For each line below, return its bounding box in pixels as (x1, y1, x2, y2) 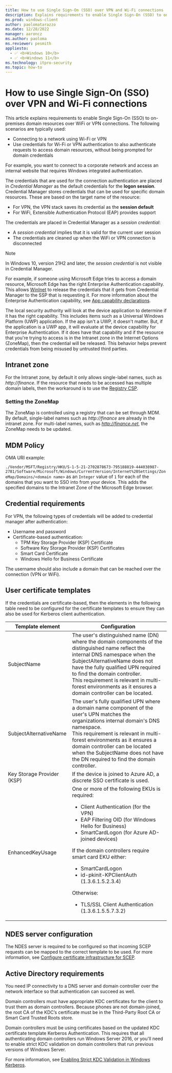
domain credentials (12, 152, 54, 158)
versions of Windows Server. (5, 1047, 67, 1053)
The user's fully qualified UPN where (72, 698, 160, 705)
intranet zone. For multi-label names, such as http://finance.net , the (5, 421, 148, 427)
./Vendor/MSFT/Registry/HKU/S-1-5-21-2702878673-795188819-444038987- (5, 464, 159, 469)
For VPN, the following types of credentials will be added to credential (5, 513, 153, 519)
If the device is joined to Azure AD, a (72, 770, 160, 777)
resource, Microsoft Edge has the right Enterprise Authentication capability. (5, 281, 165, 287)
